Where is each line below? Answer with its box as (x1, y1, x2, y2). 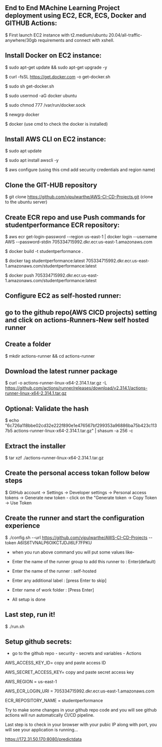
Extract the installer (5, 442, 66, 450)
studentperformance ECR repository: (5, 221, 120, 229)
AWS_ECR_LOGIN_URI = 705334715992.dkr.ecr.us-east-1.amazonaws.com (5, 688, 155, 694)
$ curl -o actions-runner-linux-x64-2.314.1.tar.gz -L (5, 380, 107, 386)
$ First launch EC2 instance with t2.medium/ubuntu (5, 32, 108, 38)
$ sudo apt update (5, 148, 42, 154)
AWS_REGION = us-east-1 (5, 679, 57, 685)
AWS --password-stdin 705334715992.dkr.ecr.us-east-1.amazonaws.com (5, 239, 153, 245)
